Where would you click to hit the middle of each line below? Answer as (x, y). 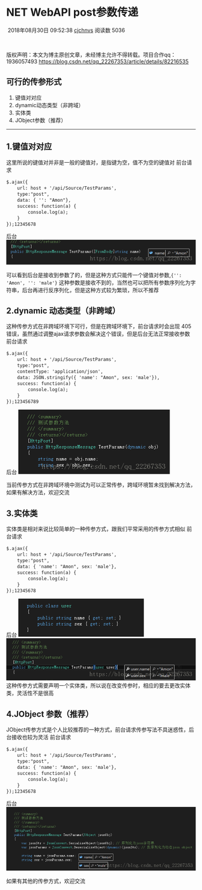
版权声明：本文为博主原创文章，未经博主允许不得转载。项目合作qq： (91, 54)
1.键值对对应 (29, 147)
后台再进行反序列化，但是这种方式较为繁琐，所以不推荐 (90, 290)
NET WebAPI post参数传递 (72, 12)
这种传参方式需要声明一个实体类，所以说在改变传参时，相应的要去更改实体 (98, 686)
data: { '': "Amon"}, (44, 200)
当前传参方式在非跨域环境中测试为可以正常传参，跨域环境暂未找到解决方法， (101, 485)
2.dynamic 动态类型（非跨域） (63, 311)
